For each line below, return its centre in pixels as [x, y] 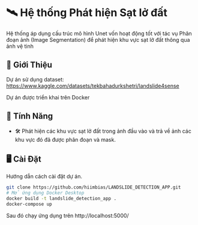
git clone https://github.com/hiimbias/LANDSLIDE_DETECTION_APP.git [94, 187]
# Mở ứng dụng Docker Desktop [45, 193]
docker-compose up [29, 204]
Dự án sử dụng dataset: [35, 79]
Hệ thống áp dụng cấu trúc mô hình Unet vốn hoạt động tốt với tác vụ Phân [99, 33]
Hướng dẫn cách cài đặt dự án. [44, 177]
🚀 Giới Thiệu [29, 65]
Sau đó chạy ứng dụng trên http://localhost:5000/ [67, 215]
